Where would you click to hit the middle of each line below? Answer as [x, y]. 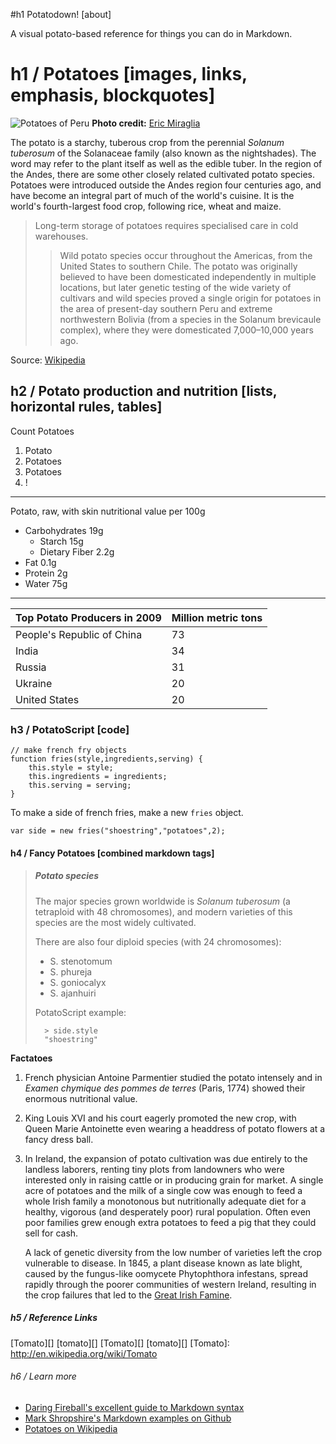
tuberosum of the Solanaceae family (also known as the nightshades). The [163, 153]
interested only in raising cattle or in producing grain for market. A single [174, 1180]
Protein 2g [46, 573]
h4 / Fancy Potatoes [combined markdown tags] [112, 853]
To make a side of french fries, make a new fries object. [127, 813]
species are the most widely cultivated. [115, 922]
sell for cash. [51, 1233]
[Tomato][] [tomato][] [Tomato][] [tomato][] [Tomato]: [120, 1343]
